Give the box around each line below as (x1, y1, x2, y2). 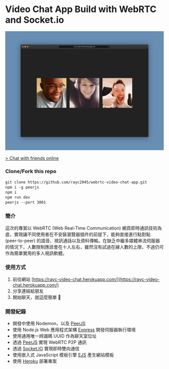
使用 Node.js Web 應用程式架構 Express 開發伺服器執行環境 (12, 327, 136, 333)
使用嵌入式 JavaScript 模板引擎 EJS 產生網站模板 (12, 352, 114, 358)
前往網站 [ (12, 276, 34, 282)
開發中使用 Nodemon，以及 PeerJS (12, 321, 86, 327)
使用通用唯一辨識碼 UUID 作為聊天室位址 (12, 333, 97, 339)
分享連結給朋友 (12, 288, 44, 294)
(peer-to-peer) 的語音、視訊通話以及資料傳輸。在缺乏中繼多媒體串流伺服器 (5, 238, 160, 244)
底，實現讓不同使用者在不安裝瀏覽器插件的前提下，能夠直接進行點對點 (5, 231, 151, 237)
